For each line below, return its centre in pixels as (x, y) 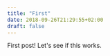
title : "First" (29, 13)
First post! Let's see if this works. (54, 46)
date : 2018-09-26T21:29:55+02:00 (55, 20)
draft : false (26, 26)
